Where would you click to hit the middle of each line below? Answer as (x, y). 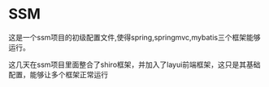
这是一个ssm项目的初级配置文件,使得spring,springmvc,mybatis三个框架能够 (134, 37)
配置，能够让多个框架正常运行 (58, 74)
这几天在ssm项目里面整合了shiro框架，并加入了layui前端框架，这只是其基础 (135, 64)
